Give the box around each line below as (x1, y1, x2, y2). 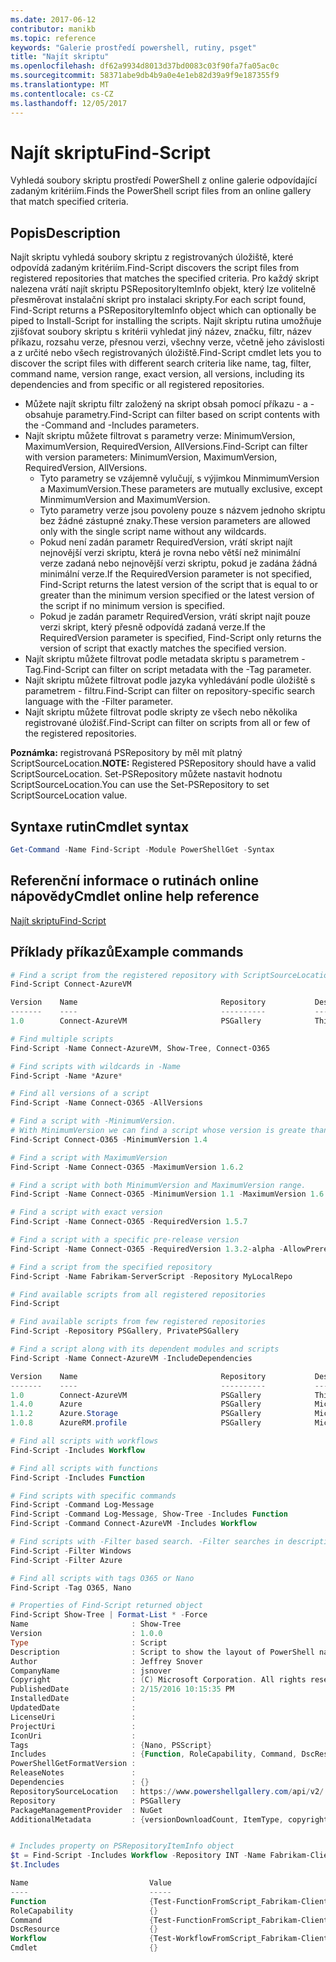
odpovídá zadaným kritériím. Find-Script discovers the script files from (10, 262, 300, 274)
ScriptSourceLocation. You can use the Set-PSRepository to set (10, 779, 270, 791)
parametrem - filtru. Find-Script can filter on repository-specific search (24, 685, 316, 697)
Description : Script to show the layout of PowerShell (10, 1647, 315, 1657)
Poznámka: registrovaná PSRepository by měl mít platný (10, 747, 243, 759)
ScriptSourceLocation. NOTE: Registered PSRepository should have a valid (10, 757, 317, 770)
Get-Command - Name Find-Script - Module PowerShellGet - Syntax (10, 845, 275, 855)
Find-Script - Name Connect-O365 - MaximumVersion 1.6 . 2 (10, 1162, 244, 1172)
